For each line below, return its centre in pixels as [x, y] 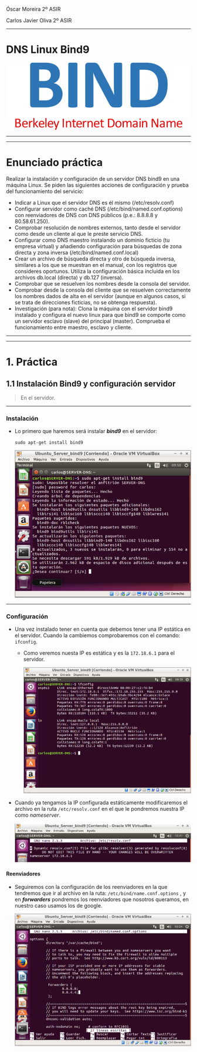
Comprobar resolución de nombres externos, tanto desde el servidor [98, 227]
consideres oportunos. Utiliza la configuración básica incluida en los [97, 271]
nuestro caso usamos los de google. [58, 905]
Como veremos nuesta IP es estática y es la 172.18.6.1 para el [99, 653]
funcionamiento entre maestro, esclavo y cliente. [74, 327]
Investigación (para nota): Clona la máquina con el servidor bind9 [94, 309]
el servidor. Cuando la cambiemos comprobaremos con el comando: [97, 635]
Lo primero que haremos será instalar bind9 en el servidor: [86, 431]
